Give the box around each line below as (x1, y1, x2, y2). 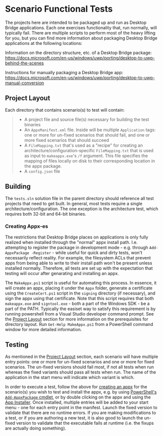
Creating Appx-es (5, 223, 48, 230)
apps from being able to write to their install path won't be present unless (5, 260, 152, 266)
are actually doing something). (5, 425, 66, 431)
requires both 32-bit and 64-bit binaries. (5, 211, 86, 217)
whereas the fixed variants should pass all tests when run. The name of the (5, 369, 156, 375)
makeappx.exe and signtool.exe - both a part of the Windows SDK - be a (5, 300, 150, 306)
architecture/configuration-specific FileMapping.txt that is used (24, 147, 154, 153)
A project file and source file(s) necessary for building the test (24, 116, 149, 122)
